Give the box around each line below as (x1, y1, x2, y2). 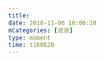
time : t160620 (8, 41, 55, 49)
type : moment (8, 33, 51, 42)
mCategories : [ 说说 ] (8, 26, 73, 34)
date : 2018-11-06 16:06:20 (8, 19, 97, 27)
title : (8, 11, 30, 20)
